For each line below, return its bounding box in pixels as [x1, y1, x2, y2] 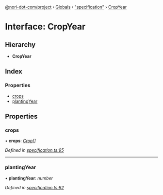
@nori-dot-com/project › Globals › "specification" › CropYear [5, 4, 127, 10]
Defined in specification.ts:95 [5, 147, 64, 153]
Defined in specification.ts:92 [5, 184, 64, 190]
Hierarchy [5, 40, 36, 49]
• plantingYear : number [5, 175, 53, 181]
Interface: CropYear [5, 21, 86, 32]
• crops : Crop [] [5, 138, 36, 144]
